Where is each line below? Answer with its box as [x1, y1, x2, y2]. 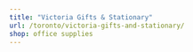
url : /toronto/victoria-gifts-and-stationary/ [9, 21, 185, 30]
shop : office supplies [9, 29, 93, 38]
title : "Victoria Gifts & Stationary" [9, 12, 153, 22]
